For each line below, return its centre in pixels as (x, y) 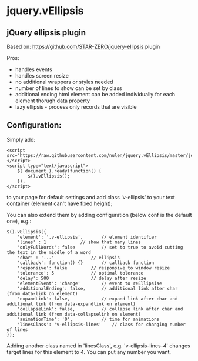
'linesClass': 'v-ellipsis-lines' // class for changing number (101, 325)
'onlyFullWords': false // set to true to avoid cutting (100, 247)
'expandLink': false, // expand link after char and (98, 299)
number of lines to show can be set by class (68, 88)
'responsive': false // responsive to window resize (93, 268)
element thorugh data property (53, 101)
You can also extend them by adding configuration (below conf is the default (99, 215)
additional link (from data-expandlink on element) (71, 304)
